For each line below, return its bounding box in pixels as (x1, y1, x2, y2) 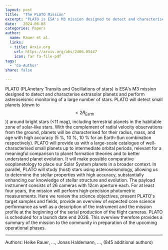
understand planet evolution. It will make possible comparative (5, 155, 134, 161)
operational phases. (5, 224, 46, 230)
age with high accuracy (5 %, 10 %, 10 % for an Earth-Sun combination (5, 134, 151, 140)
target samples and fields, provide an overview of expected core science (5, 198, 155, 204)
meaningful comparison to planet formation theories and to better (5, 150, 140, 156)
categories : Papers (5, 26, 46, 31)
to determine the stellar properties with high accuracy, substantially (5, 171, 144, 177)
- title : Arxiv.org (9, 44, 50, 49)
